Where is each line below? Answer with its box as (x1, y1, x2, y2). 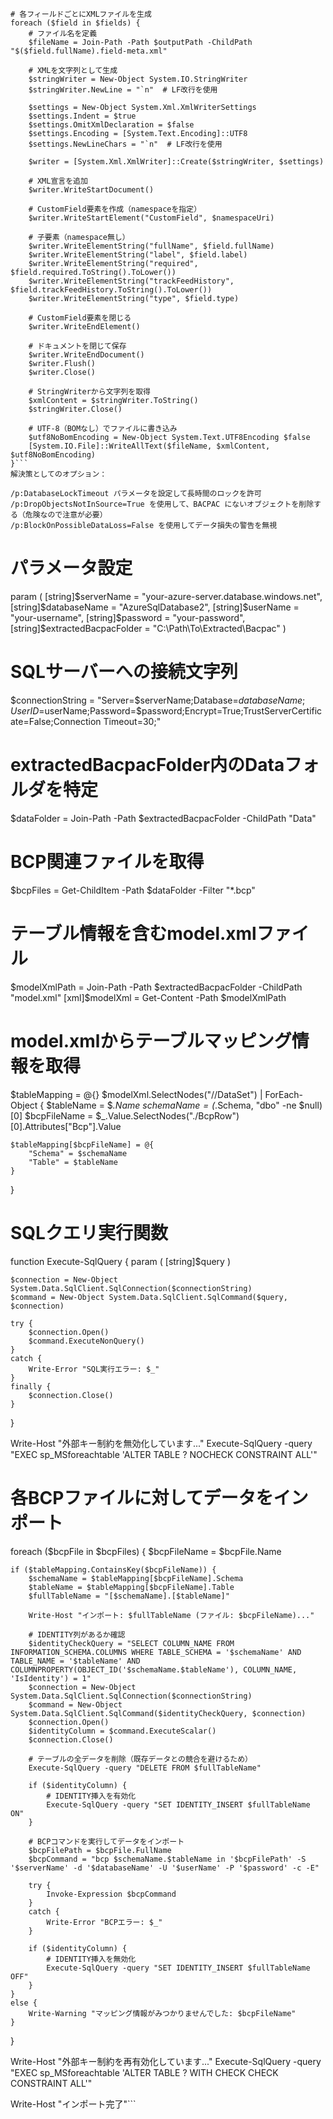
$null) (298, 1099, 323, 1111)
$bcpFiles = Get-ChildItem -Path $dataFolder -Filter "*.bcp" (10, 884, 256, 896)
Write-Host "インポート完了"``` (10, 2098, 137, 2110)
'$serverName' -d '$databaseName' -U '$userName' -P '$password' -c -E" (10, 1863, 320, 1873)
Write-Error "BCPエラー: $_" (46, 1917, 163, 1927)
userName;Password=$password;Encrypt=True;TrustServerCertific (44, 704, 323, 717)
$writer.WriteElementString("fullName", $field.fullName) (28, 241, 275, 251)
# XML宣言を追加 (28, 176, 88, 186)
